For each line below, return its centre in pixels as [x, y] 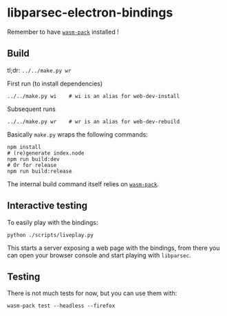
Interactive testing [47, 206]
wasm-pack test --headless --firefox [61, 306]
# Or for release [32, 165]
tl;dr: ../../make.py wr [39, 70]
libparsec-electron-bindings [90, 13]
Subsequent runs [32, 109]
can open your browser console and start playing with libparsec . [99, 255]
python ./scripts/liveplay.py [51, 235]
